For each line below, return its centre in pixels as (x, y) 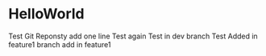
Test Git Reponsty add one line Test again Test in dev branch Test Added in (133, 36)
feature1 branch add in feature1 (60, 44)
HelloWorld (46, 14)
